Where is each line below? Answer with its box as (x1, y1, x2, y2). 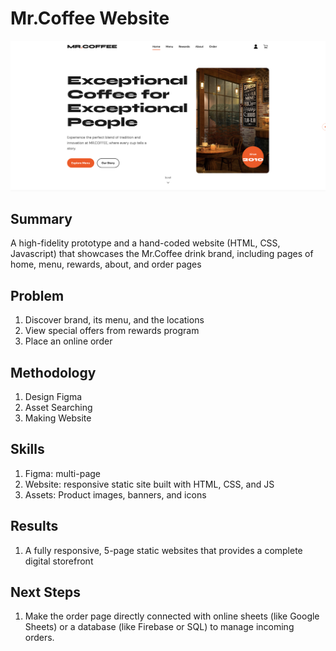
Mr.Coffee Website (10, 7, 170, 30)
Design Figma (24, 391, 83, 403)
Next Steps (10, 584, 81, 601)
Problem (10, 287, 65, 304)
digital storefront (24, 555, 94, 567)
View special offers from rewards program (24, 325, 200, 337)
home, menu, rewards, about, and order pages (10, 258, 202, 271)
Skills (10, 441, 45, 458)
